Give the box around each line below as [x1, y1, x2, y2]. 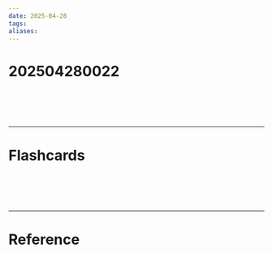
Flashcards [8, 146, 85, 165]
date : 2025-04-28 [8, 11, 67, 20]
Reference [8, 230, 80, 248]
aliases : [8, 27, 38, 35]
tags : [8, 19, 27, 28]
